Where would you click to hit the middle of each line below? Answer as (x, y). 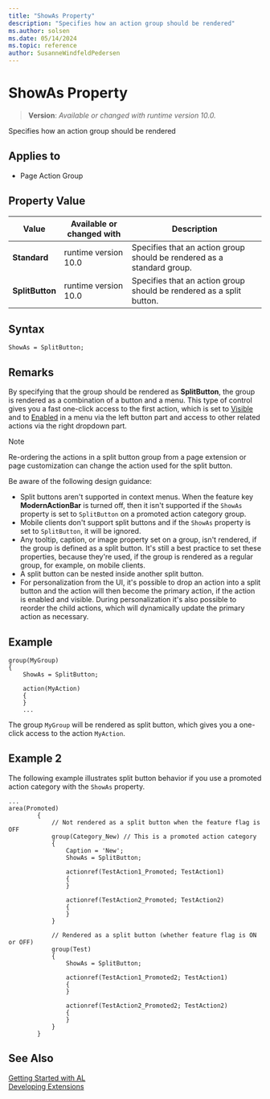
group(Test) (71, 949)
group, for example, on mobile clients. (83, 565)
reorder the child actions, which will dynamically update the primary (132, 608)
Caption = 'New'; (95, 850)
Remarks (31, 372)
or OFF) (21, 942)
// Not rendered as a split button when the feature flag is (156, 822)
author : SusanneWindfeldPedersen (64, 53)
